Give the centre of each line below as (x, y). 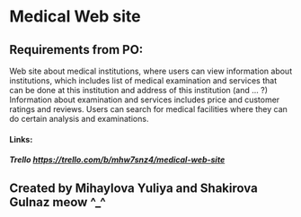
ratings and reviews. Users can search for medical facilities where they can (148, 109)
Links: (21, 139)
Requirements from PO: (76, 50)
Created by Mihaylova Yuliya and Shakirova (133, 188)
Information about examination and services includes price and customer (145, 100)
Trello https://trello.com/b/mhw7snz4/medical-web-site (117, 160)
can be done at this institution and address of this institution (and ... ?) (138, 90)
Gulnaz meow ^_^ (58, 202)
